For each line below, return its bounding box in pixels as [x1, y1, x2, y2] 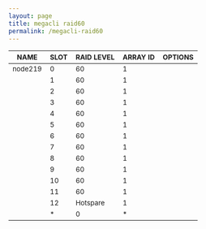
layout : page [8, 11, 53, 20]
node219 [12, 64, 42, 74]
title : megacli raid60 [8, 19, 85, 28]
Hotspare [75, 198, 105, 208]
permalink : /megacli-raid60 [8, 27, 104, 35]
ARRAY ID [122, 53, 156, 62]
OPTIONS [162, 53, 195, 62]
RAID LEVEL [75, 53, 115, 62]
